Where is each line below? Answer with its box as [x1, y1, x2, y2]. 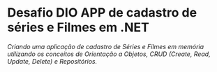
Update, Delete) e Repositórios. [7, 57, 98, 65]
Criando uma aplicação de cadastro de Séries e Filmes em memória [7, 42, 204, 51]
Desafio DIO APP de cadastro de [7, 5, 197, 21]
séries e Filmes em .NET [7, 19, 150, 35]
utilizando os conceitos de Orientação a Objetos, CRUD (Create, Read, [7, 50, 211, 58]
